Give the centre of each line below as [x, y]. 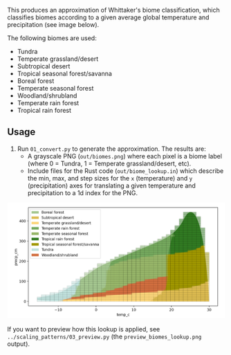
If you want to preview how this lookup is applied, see [84, 329]
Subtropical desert [44, 66]
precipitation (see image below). [53, 25]
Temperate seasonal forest [55, 88]
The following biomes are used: [52, 38]
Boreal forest [36, 81]
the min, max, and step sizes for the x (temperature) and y [110, 178]
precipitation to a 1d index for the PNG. [83, 192]
